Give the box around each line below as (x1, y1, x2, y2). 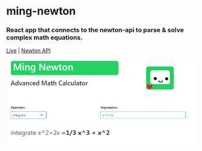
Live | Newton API (6, 47, 51, 54)
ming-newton (6, 4, 76, 18)
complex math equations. (6, 33, 83, 42)
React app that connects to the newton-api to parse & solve (6, 26, 184, 34)
